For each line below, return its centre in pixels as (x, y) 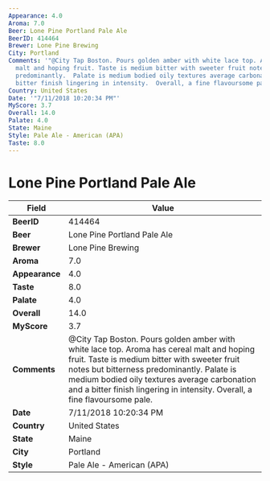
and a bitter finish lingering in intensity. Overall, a (160, 389)
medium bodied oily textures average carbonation (162, 380)
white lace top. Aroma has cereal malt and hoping (162, 349)
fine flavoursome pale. (110, 400)
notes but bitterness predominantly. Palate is (152, 369)
